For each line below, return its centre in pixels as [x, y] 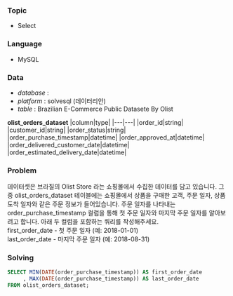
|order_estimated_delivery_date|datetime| [67, 152]
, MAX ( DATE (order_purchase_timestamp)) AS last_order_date [111, 279]
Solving [21, 258]
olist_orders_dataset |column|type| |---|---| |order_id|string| [95, 122]
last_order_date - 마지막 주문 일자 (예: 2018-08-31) [79, 239]
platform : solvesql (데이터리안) [62, 101]
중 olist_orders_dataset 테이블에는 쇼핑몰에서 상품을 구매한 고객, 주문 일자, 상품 [116, 196]
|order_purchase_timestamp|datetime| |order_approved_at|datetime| [106, 137]
